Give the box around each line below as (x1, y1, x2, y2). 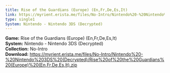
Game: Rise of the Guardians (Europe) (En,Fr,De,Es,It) (5, 35, 117, 41)
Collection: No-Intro (5, 46, 48, 52)
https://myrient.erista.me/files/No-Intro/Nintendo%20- (29, 51, 143, 57)
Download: (5, 51, 29, 57)
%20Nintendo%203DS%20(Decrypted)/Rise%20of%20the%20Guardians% (5, 56, 164, 63)
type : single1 (5, 17, 35, 22)
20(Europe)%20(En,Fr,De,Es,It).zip (5, 62, 77, 68)
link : (5, 12, 17, 17)
